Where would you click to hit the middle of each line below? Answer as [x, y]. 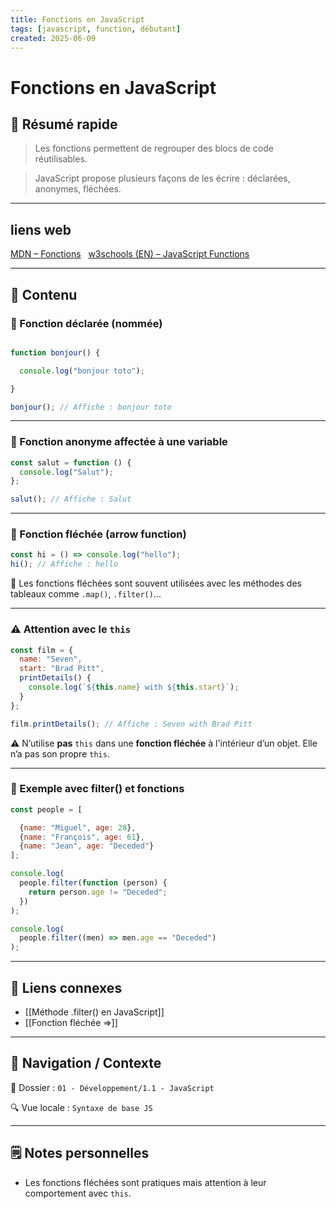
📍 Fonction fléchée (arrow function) [98, 534]
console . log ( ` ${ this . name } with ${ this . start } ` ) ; [134, 687]
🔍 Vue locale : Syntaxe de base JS [81, 1107]
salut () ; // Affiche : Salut [71, 499]
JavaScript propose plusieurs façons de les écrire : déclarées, [162, 178]
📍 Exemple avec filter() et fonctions [97, 789]
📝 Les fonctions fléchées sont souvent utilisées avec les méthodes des [156, 583]
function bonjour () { [55, 352]
